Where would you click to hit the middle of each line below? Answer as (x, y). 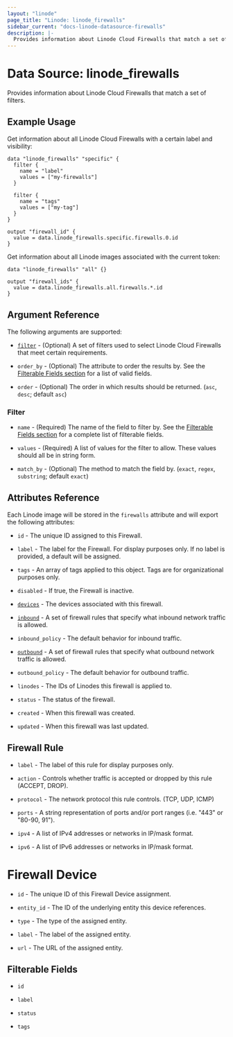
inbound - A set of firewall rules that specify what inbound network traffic (121, 617)
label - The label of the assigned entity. (74, 934)
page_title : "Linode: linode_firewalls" (67, 20)
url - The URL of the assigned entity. (70, 948)
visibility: (20, 146)
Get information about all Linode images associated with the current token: (114, 257)
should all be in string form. (56, 455)
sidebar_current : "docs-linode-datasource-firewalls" (87, 26)
